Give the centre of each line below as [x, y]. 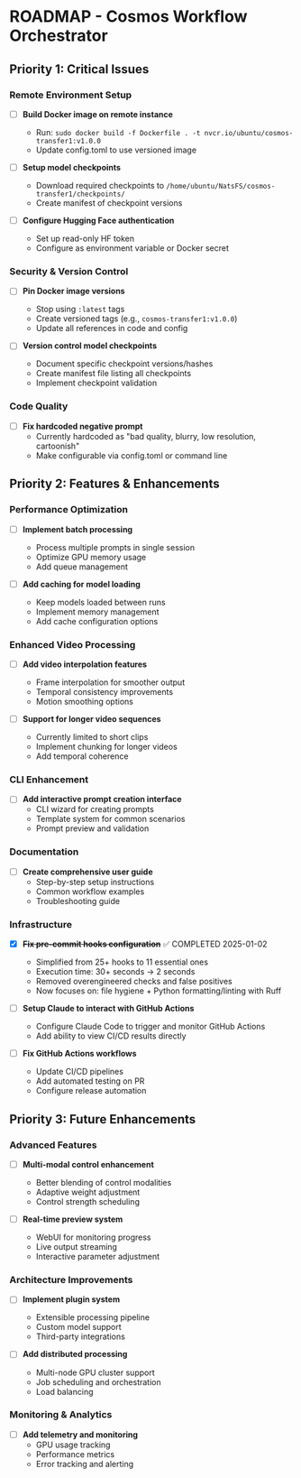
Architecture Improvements [71, 1280]
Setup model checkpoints [72, 167]
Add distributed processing [75, 1354]
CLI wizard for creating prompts [95, 809]
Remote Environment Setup [71, 95]
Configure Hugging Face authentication [98, 220]
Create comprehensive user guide [87, 872]
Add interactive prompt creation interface [102, 799]
